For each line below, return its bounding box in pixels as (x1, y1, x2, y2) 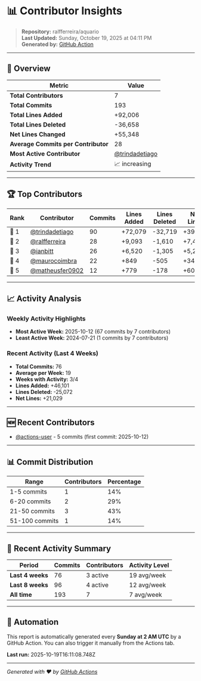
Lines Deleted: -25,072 (15, 388, 73, 395)
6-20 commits (10, 497, 51, 506)
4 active (86, 581, 109, 589)
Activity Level (129, 561, 169, 569)
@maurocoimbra (30, 257, 77, 265)
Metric (49, 81, 69, 90)
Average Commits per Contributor (10, 140, 109, 148)
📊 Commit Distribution (7, 457, 94, 467)
